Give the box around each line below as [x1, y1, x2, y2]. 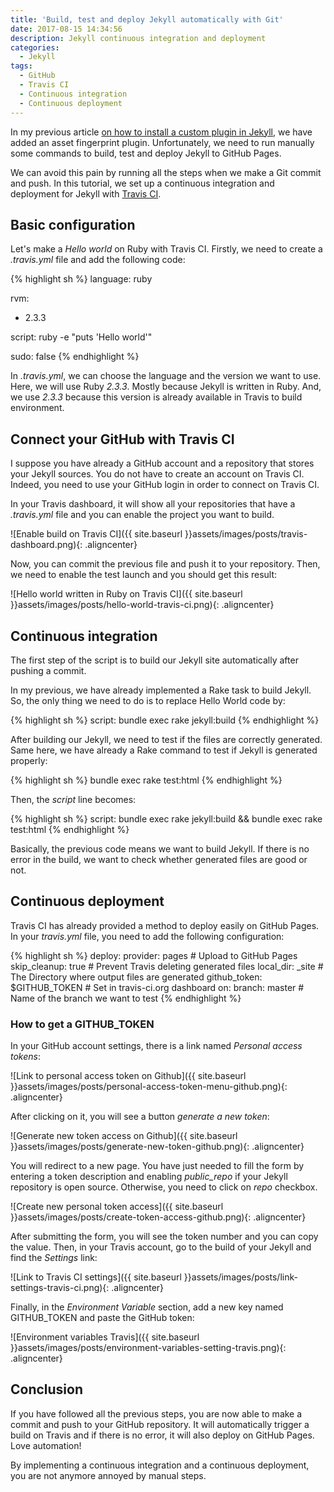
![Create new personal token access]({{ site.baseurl [10, 1201, 224, 1213]
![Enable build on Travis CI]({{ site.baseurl [10, 528, 183, 540]
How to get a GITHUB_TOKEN [10, 1017, 155, 1031]
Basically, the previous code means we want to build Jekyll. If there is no [10, 842, 310, 855]
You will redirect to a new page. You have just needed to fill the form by [10, 1160, 305, 1172]
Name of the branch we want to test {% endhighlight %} [10, 992, 242, 1004]
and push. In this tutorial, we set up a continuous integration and [10, 177, 275, 189]
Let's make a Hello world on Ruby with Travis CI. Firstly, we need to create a [10, 243, 323, 255]
